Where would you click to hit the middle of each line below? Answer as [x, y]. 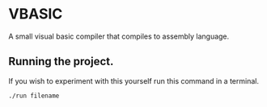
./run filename [34, 96]
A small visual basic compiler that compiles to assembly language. [119, 36]
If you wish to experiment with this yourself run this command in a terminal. [133, 80]
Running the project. [61, 62]
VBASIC [36, 14]
